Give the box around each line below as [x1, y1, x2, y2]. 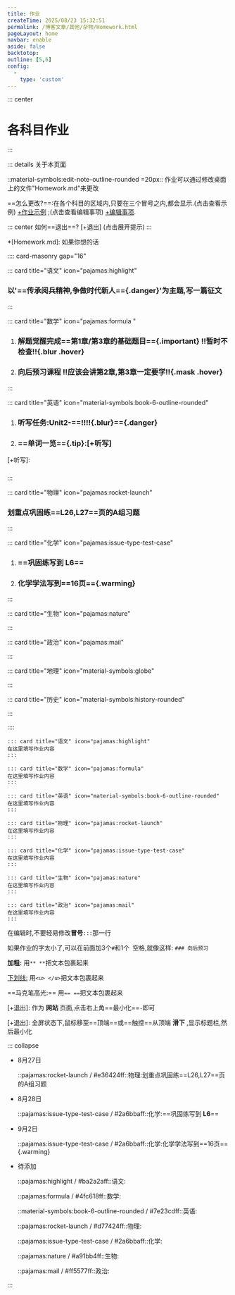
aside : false [7, 43, 46, 50]
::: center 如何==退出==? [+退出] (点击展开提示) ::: [7, 223, 153, 231]
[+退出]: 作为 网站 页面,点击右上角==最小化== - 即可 [7, 1003, 155, 1012]
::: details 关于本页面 [7, 160, 67, 169]
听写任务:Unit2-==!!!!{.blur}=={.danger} [17, 417, 158, 427]
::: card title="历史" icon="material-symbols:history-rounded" [7, 695, 185, 704]
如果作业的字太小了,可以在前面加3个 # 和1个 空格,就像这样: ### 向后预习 [7, 943, 209, 952]
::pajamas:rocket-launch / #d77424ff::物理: [17, 1222, 142, 1230]
